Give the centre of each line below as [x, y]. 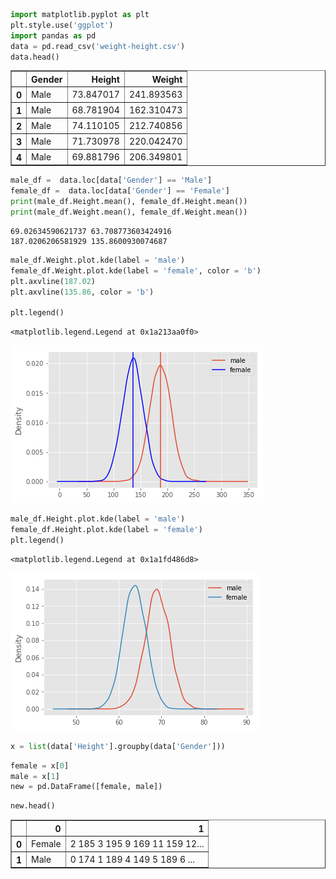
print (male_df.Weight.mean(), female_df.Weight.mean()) [129, 212]
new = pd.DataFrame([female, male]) [86, 787]
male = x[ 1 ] [35, 776]
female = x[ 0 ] [40, 765]
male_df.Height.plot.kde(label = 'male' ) [98, 519]
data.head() [35, 57]
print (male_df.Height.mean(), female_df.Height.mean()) [129, 202]
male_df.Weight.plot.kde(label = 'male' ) [98, 260]
